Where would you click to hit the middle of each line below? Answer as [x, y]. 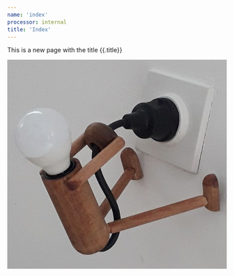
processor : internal [37, 22]
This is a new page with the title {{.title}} [65, 50]
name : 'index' [28, 15]
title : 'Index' [29, 29]
